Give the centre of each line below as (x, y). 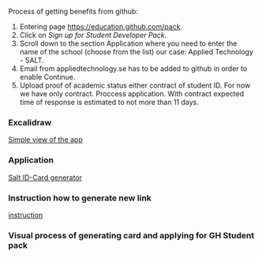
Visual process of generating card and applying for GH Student (131, 235)
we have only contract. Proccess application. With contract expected (132, 93)
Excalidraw (30, 122)
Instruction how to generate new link (80, 198)
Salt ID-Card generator (45, 178)
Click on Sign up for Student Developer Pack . (93, 35)
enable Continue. (47, 77)
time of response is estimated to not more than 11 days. (109, 102)
